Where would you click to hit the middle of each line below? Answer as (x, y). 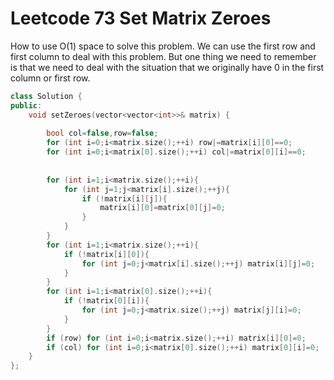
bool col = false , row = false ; (102, 133)
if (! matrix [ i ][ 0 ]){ (106, 254)
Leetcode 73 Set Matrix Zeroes (141, 18)
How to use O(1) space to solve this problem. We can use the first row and (163, 46)
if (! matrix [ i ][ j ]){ (124, 198)
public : (26, 105)
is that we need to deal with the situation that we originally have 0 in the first (167, 67)
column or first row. (50, 78)
